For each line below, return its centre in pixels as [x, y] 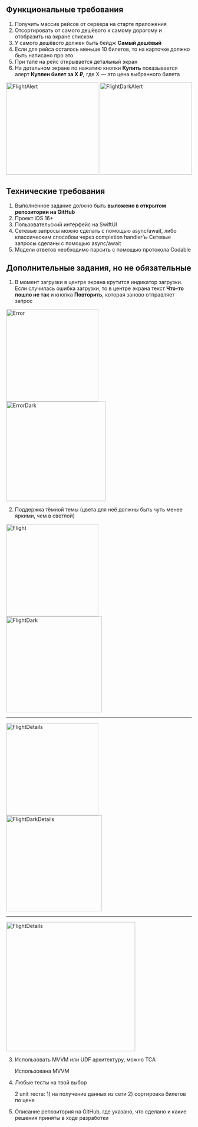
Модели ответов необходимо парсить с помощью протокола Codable [103, 249]
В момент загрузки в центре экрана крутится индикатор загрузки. [98, 282]
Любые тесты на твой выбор [51, 1083]
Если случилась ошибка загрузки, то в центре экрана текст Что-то [99, 288]
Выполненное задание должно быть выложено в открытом [90, 206]
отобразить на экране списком [54, 36]
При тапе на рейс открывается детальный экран [76, 61]
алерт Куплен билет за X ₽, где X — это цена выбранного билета [97, 74]
